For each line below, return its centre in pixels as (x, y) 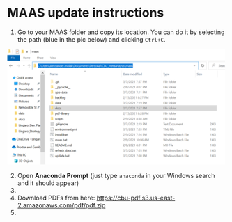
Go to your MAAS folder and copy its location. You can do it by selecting (121, 32)
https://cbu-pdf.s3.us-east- (136, 198)
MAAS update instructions (86, 13)
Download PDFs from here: (56, 198)
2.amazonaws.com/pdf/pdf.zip (61, 205)
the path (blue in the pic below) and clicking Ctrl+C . (91, 39)
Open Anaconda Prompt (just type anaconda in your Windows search (116, 175)
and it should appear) (48, 183)
